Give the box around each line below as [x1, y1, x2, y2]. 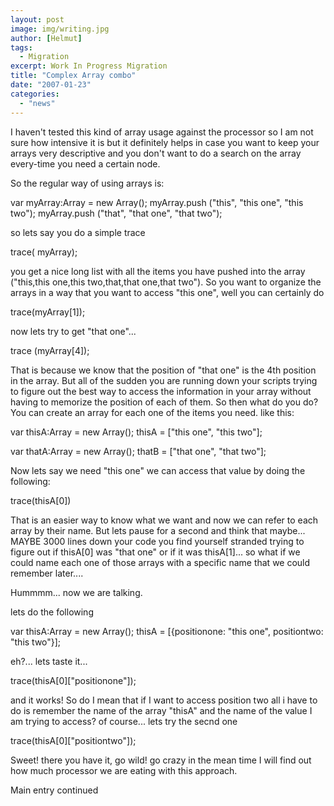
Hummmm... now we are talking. [10, 586, 143, 598]
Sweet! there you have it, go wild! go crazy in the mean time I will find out [10, 754, 312, 766]
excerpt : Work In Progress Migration [10, 61, 168, 71]
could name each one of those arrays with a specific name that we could [10, 556, 311, 568]
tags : [10, 42, 33, 53]
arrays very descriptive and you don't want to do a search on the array [10, 147, 302, 159]
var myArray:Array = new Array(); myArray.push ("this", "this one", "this [10, 196, 304, 208]
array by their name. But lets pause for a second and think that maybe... [10, 524, 306, 536]
